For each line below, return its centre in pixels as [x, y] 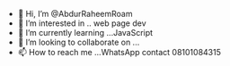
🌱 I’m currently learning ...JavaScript [85, 33]
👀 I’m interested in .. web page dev [82, 23]
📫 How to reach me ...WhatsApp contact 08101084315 [119, 52]
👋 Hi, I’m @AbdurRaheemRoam [75, 14]
